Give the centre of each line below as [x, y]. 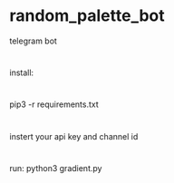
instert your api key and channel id [74, 136]
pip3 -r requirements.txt [54, 104]
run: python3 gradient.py [56, 168]
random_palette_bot [87, 16]
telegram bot [33, 41]
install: [22, 72]
